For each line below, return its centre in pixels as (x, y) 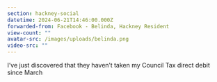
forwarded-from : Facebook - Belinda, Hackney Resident (88, 26)
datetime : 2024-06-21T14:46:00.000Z (60, 20)
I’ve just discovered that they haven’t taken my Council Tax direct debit (109, 65)
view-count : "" (29, 33)
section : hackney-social (43, 13)
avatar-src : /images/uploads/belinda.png (68, 39)
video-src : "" (28, 45)
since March (25, 72)
